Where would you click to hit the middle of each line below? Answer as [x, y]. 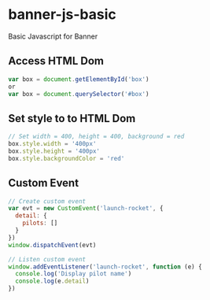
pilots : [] [40, 223]
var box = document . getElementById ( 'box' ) [79, 79]
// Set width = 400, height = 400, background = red [96, 137]
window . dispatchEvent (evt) [52, 245]
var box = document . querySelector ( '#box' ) [79, 94]
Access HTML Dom [56, 61]
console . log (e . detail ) [52, 281]
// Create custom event [47, 201]
